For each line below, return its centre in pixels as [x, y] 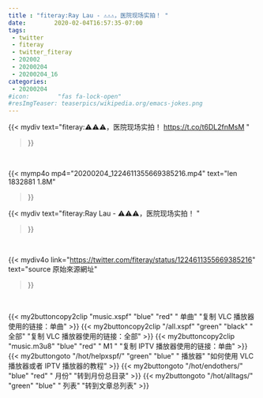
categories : [28, 81]
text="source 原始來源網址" [53, 269]
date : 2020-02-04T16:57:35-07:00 [76, 23]
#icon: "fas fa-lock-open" [65, 96]
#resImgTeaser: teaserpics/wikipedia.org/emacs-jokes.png [105, 103]
